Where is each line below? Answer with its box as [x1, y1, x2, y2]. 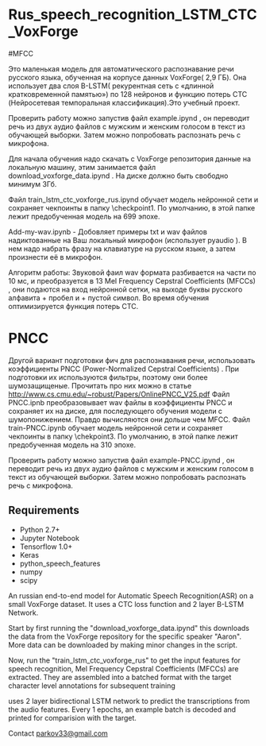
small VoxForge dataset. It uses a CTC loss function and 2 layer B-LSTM [8, 599, 245, 609]
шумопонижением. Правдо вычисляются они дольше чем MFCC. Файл [8, 415, 251, 424]
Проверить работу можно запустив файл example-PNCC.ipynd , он [8, 455, 235, 465]
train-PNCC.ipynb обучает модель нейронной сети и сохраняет [8, 423, 223, 432]
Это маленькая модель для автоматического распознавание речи [8, 64, 234, 73]
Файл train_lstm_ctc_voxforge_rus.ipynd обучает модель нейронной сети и [8, 195, 259, 204]
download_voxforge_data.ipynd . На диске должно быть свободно [8, 171, 229, 180]
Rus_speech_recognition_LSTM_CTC [8, 6, 257, 24]
